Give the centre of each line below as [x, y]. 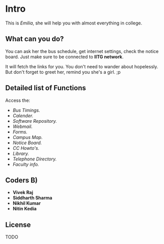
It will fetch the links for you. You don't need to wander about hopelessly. [82, 66]
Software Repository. [35, 121]
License [18, 225]
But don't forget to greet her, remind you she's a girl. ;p [63, 72]
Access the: [18, 100]
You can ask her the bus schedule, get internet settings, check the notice [82, 51]
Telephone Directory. [35, 159]
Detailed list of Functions [46, 88]
